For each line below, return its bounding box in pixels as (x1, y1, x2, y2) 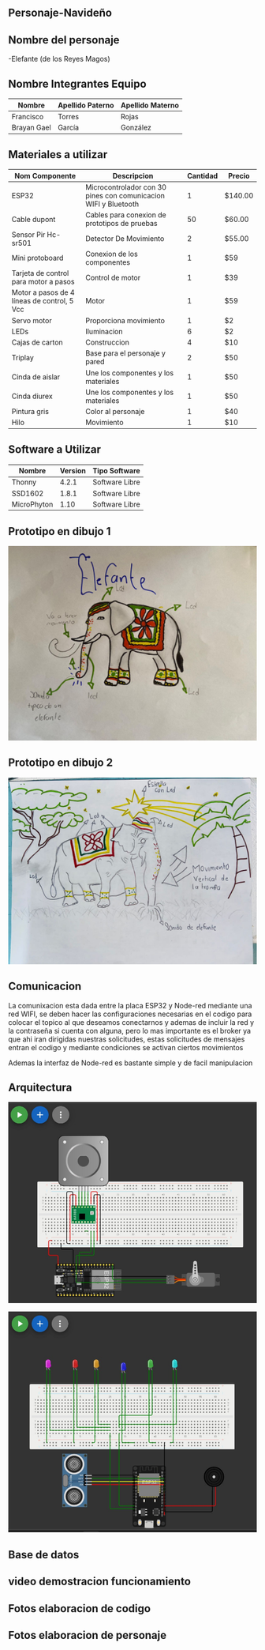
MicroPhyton (11, 499, 54, 509)
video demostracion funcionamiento (8, 1575, 192, 1588)
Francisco (11, 111, 44, 121)
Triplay (11, 352, 34, 362)
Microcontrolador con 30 (85, 183, 167, 192)
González (121, 122, 152, 133)
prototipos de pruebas (85, 219, 158, 228)
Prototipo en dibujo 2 (8, 756, 113, 770)
